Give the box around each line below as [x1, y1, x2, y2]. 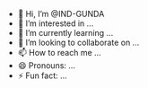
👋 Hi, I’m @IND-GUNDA [17, 9, 105, 19]
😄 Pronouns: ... [17, 60, 76, 71]
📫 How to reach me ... [17, 48, 101, 57]
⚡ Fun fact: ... [17, 70, 67, 81]
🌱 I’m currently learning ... [17, 28, 114, 38]
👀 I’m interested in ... [17, 18, 94, 29]
